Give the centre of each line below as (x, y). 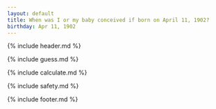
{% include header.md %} (44, 46)
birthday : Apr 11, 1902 (42, 26)
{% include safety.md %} (43, 86)
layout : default (31, 13)
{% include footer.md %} (43, 99)
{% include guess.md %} (43, 59)
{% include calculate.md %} (47, 72)
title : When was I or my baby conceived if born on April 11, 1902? (108, 20)
